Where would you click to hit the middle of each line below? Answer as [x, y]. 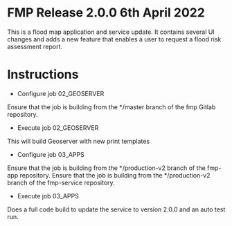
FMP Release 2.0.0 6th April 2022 [106, 13]
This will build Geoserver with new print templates [79, 141]
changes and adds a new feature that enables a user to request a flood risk [114, 39]
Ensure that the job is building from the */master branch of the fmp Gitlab [111, 107]
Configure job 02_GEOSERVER [61, 93]
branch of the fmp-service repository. [61, 182]
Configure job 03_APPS [51, 154]
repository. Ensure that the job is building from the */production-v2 [115, 175]
